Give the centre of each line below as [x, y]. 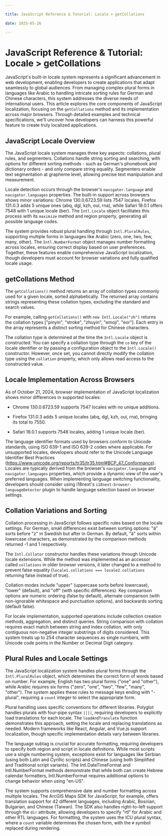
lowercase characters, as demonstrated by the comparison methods [76, 539]
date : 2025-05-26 [23, 23]
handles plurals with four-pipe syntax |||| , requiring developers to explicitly [84, 712]
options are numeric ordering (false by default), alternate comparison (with [82, 595]
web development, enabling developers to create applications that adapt [80, 82]
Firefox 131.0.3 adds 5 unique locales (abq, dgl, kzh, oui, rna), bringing [85, 416]
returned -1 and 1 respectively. [36, 544]
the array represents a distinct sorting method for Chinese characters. [77, 328]
